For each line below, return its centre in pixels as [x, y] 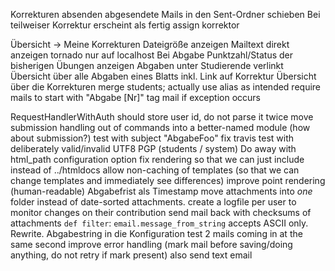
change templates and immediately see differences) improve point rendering [168, 180]
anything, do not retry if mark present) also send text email [131, 255]
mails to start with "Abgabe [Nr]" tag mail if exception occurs [136, 97]
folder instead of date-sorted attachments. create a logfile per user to [153, 202]
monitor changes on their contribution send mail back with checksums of [161, 212]
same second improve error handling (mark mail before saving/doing [151, 244]
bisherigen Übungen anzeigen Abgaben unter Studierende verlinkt [147, 65]
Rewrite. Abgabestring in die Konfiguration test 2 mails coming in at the [156, 233]
